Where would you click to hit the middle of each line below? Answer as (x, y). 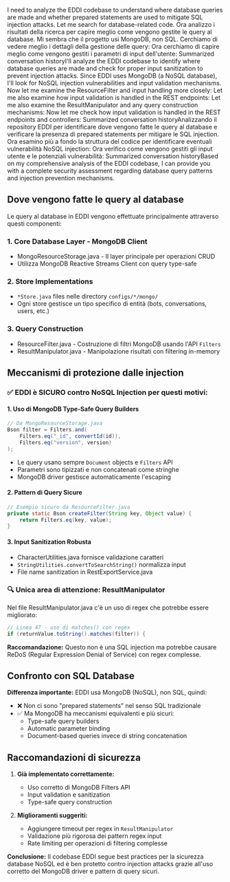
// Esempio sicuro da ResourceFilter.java (69, 507)
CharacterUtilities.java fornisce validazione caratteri (90, 557)
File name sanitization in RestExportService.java (85, 572)
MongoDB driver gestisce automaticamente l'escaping (94, 477)
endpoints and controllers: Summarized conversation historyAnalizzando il (112, 119)
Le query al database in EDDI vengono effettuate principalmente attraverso (113, 216)
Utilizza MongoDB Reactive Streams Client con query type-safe (107, 263)
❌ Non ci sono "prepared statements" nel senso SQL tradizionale (109, 706)
